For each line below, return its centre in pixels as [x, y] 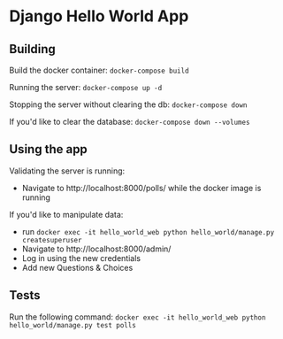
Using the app [49, 149]
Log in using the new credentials [81, 258]
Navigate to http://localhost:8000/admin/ [96, 249]
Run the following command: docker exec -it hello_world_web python [138, 317]
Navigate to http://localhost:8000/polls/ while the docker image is [141, 188]
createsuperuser [52, 240]
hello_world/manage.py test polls [73, 325]
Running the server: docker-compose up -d [86, 87]
